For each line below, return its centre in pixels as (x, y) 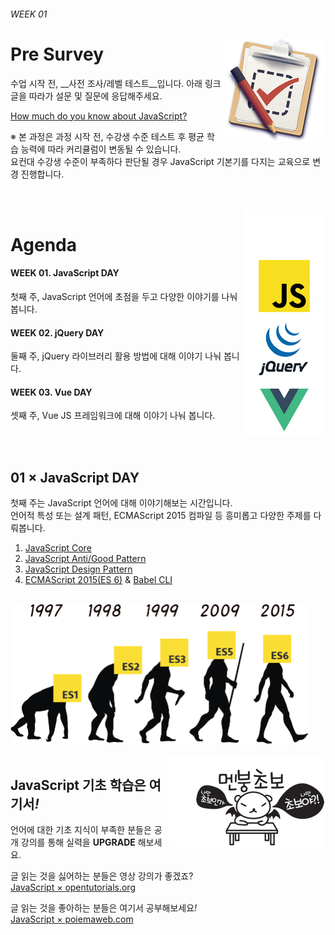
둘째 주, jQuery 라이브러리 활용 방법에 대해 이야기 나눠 (116, 356)
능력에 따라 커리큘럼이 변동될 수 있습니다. (101, 149)
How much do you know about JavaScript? (99, 116)
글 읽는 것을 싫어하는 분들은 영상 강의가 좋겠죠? (102, 876)
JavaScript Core (58, 548)
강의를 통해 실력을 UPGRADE (78, 842)
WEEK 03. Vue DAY (51, 392)
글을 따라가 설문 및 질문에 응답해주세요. (86, 96)
